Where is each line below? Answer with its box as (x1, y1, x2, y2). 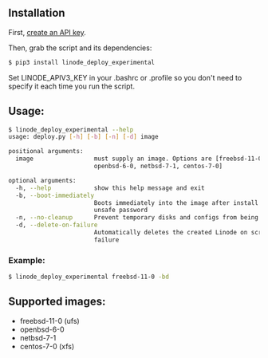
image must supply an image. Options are (15, 155, 213, 163)
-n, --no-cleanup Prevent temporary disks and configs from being (15, 214, 259, 222)
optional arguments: (8, 176, 77, 184)
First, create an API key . (8, 27, 86, 37)
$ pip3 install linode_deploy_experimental (8, 58, 156, 66)
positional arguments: (8, 148, 84, 155)
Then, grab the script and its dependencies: (8, 43, 152, 53)
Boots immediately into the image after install (93, 199, 259, 207)
